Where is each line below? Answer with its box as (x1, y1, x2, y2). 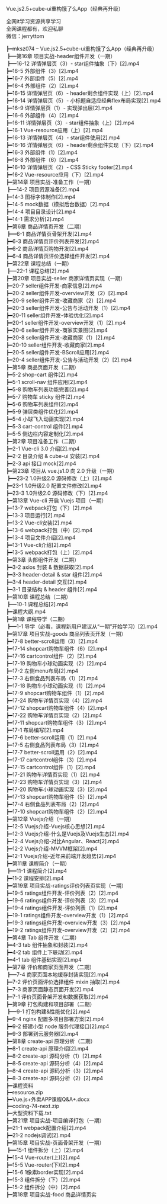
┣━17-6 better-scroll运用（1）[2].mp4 (6, 734, 97, 741)
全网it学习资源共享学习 (6, 18, 61, 25)
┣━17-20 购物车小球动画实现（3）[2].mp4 (6, 786, 108, 793)
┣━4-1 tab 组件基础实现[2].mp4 (6, 956, 82, 963)
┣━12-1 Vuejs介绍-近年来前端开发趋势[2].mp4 (6, 853, 117, 859)
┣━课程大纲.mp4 (6, 608, 46, 615)
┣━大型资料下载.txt (6, 1110, 52, 1116)
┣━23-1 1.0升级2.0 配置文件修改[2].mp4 (6, 482, 102, 489)
